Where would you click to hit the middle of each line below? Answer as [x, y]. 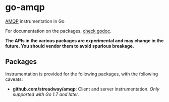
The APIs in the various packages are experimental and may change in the [84, 40]
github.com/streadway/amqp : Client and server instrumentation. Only [86, 89]
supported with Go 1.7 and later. [46, 94]
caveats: [14, 79]
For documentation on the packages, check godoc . [59, 31]
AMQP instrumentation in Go [35, 21]
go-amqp [25, 7]
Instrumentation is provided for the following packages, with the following [81, 74]
